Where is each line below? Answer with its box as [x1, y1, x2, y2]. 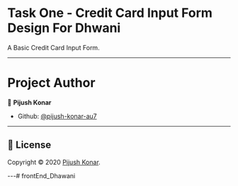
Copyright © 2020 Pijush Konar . [7, 158, 101, 166]
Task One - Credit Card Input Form [7, 5, 212, 21]
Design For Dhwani [7, 20, 121, 36]
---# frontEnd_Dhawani [7, 171, 76, 180]
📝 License [7, 139, 52, 151]
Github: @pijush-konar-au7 [17, 112, 97, 120]
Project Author [7, 75, 96, 91]
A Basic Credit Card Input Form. [7, 43, 101, 52]
